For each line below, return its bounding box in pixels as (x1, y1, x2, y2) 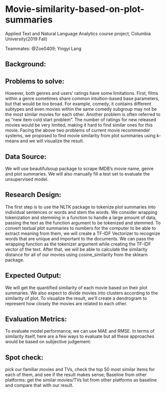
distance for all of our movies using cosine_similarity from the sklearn (5, 251, 148, 257)
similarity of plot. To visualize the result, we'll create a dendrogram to (5, 295, 147, 301)
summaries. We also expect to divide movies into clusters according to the (5, 290, 158, 296)
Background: (5, 60, 46, 68)
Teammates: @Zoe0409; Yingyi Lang (5, 45, 82, 51)
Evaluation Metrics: (5, 315, 67, 323)
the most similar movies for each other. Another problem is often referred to (5, 111, 161, 118)
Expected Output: (5, 271, 61, 280)
